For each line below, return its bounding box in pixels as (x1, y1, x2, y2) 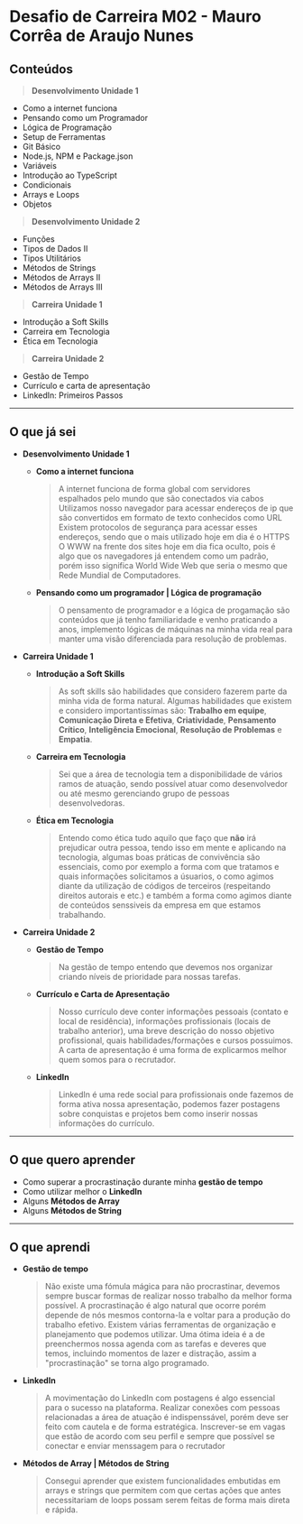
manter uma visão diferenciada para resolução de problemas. (58, 633, 287, 644)
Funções (22, 234, 56, 245)
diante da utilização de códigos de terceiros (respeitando (58, 880, 271, 891)
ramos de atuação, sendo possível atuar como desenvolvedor (58, 778, 289, 789)
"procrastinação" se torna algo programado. (44, 1358, 210, 1369)
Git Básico (22, 142, 61, 152)
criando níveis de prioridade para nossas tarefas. (58, 971, 241, 982)
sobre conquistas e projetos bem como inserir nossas (58, 1108, 259, 1119)
